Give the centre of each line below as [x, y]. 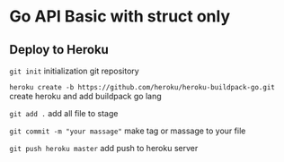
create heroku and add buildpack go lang [85, 96]
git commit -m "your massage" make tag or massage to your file [128, 131]
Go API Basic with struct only [120, 17]
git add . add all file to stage [64, 113]
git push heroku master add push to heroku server [104, 148]
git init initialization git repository [74, 71]
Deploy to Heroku [59, 50]
